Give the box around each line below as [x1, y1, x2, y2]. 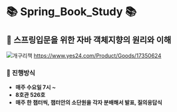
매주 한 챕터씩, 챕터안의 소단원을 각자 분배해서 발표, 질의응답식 [15, 99, 162, 107]
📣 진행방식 [6, 68, 36, 77]
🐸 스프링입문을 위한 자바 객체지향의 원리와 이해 [6, 35, 171, 45]
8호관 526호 [15, 91, 46, 99]
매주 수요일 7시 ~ [15, 83, 56, 91]
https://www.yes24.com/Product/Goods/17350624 [33, 52, 162, 59]
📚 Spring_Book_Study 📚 [6, 5, 137, 19]
